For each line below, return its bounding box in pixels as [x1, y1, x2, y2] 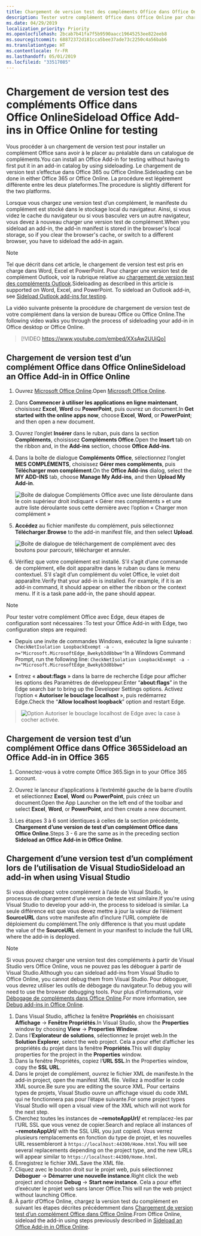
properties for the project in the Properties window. [14, 1050, 142, 1058]
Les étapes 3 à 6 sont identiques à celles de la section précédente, [14, 817, 181, 825]
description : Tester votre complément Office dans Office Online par [6, 14, 184, 20]
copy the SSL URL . [14, 1064, 62, 1071]
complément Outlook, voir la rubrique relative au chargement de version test [6, 274, 194, 281]
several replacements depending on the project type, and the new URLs [14, 1147, 193, 1154]
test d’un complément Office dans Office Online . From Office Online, [14, 1210, 182, 1217]
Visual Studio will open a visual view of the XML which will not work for [14, 1101, 190, 1109]
